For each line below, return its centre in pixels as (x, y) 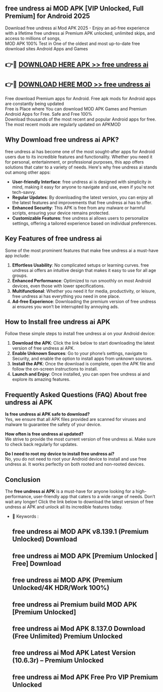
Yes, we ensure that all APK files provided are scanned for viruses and (75, 419)
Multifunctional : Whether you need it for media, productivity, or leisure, (84, 291)
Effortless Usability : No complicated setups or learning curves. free (81, 265)
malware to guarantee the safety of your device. (53, 424)
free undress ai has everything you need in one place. (66, 296)
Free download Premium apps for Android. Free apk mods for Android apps (81, 99)
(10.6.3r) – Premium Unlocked (58, 661)
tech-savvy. (24, 192)
